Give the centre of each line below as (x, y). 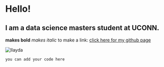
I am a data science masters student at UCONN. (82, 28)
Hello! (18, 9)
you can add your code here (35, 59)
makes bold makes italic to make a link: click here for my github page (78, 40)
